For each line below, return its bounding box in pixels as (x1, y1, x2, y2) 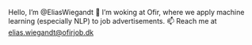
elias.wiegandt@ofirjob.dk (8, 28, 94, 37)
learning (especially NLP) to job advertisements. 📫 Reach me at (8, 17, 217, 25)
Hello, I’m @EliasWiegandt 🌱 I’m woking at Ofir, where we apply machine (8, 8, 245, 17)
